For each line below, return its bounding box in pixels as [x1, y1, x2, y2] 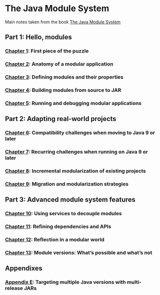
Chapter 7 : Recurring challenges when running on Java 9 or [5, 149, 148, 156]
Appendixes [5, 264, 43, 273]
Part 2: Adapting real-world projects [5, 115, 116, 123]
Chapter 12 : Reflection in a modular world [5, 236, 105, 243]
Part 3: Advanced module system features [5, 195, 136, 204]
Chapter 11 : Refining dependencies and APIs [5, 223, 112, 230]
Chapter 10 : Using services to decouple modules [5, 210, 122, 217]
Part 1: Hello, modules [5, 33, 72, 41]
